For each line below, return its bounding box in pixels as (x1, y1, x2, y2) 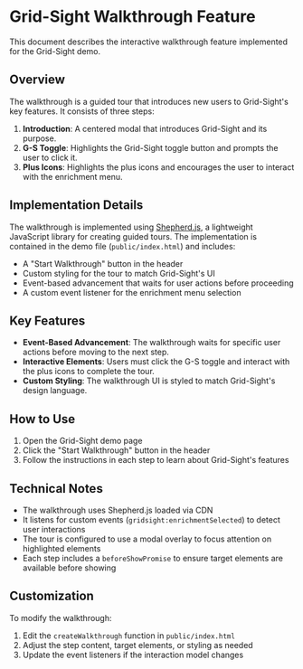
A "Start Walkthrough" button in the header (22, 258, 184, 269)
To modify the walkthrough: (9, 612, 112, 623)
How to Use (9, 411, 76, 427)
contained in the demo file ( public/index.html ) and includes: (9, 240, 236, 251)
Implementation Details (9, 197, 144, 213)
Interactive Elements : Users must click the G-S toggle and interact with (22, 356, 290, 367)
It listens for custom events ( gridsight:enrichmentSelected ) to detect (22, 514, 280, 525)
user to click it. (22, 152, 79, 163)
